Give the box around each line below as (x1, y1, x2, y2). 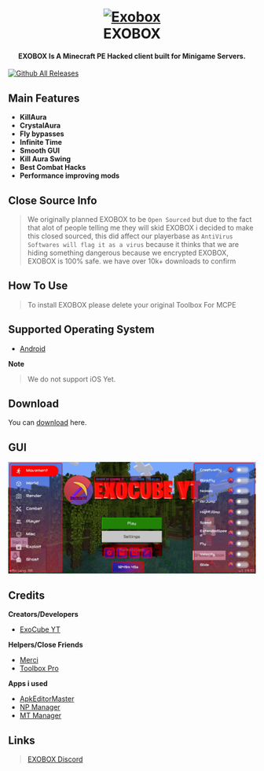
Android (19, 344, 46, 353)
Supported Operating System (8, 323, 155, 337)
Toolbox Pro (19, 664, 59, 673)
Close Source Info (8, 194, 97, 207)
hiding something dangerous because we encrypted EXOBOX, (27, 248, 229, 258)
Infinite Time (19, 138, 63, 147)
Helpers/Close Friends (8, 640, 84, 650)
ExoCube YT (19, 625, 60, 634)
